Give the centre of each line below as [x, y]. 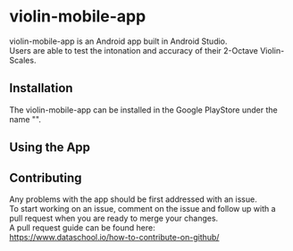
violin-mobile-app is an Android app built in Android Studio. [118, 41]
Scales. [23, 60]
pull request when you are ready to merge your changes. [114, 218]
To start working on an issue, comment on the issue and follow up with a [142, 208]
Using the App [50, 148]
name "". [25, 119]
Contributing [46, 177]
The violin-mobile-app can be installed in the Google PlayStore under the [144, 110]
